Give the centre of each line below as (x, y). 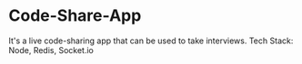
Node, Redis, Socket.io (51, 50)
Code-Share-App (75, 16)
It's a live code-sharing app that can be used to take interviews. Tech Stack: (151, 41)
